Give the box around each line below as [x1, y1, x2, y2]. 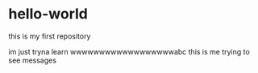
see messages [8, 55, 56, 65]
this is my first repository [8, 31, 91, 41]
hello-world [8, 5, 89, 23]
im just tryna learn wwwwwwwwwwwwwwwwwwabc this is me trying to [8, 47, 250, 56]
